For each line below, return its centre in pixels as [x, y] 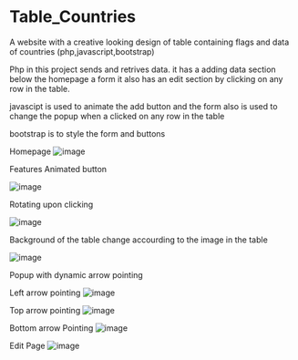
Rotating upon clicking [51, 204]
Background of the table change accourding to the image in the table [139, 240]
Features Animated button [58, 169]
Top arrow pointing [45, 310]
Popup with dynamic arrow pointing [76, 274]
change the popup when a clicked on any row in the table [117, 116]
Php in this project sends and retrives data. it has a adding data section [143, 69]
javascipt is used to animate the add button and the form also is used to [144, 106]
